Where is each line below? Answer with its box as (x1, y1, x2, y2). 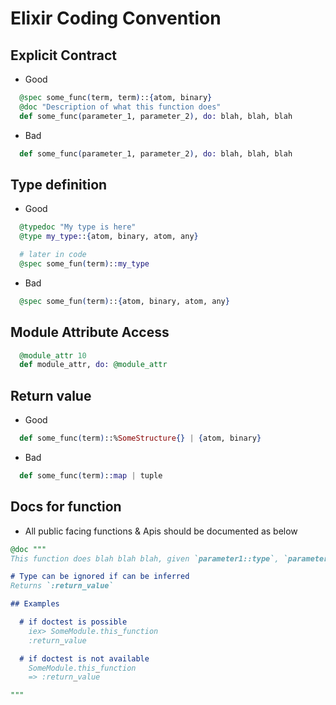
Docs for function (10, 498, 122, 516)
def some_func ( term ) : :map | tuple (19, 470, 163, 481)
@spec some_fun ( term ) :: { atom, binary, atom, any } (19, 296, 230, 306)
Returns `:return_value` (10, 581, 114, 591)
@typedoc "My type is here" (19, 222, 137, 232)
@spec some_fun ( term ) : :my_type (19, 258, 150, 269)
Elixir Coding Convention (10, 7, 222, 30)
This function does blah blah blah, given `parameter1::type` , (10, 553, 280, 564)
